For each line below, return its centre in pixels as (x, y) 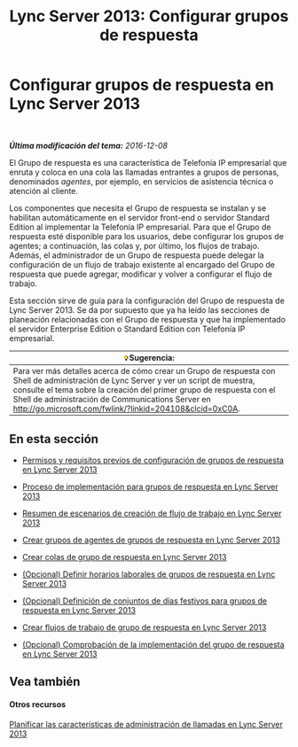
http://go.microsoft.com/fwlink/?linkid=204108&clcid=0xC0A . (127, 409)
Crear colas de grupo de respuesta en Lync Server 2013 (124, 557)
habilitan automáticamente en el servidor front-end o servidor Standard (140, 217)
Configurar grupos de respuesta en (142, 85)
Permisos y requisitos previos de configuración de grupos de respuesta (153, 460)
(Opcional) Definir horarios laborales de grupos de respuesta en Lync (149, 574)
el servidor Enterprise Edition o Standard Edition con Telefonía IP (127, 329)
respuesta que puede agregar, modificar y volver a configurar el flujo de (141, 274)
